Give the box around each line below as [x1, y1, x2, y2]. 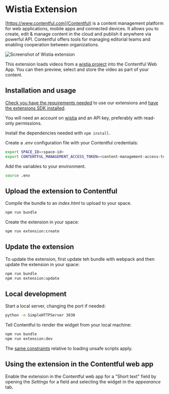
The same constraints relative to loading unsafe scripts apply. [5, 345, 133, 351]
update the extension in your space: [5, 261, 80, 267]
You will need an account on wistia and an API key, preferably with [5, 115, 143, 121]
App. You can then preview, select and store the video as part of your [5, 66, 149, 72]
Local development [5, 289, 67, 298]
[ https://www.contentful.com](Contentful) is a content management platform [5, 20, 164, 26]
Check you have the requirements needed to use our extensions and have [5, 100, 158, 106]
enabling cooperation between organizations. [5, 41, 100, 47]
